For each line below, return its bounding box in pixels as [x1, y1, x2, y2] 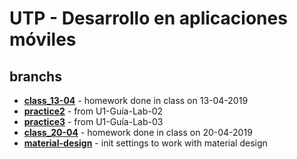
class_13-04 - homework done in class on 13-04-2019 [23, 95, 249, 106]
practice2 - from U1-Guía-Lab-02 [23, 105, 164, 117]
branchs [9, 68, 62, 85]
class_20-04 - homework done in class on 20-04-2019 [23, 127, 253, 138]
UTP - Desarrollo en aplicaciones [9, 7, 288, 30]
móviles [9, 28, 77, 51]
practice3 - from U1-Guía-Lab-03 [23, 116, 164, 127]
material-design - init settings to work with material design [23, 137, 268, 149]
